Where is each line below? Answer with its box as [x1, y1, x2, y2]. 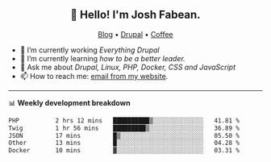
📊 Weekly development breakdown [8, 98, 131, 107]
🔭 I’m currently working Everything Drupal [19, 45, 160, 55]
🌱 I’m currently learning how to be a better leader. [19, 53, 186, 63]
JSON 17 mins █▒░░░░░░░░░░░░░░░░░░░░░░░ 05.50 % [8, 131, 240, 139]
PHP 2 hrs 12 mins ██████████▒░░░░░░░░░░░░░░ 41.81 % [8, 116, 240, 125]
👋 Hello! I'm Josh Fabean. [70, 8, 201, 22]
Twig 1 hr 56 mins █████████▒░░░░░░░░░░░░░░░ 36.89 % [8, 124, 240, 132]
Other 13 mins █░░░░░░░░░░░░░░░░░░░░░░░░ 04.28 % [8, 139, 240, 147]
